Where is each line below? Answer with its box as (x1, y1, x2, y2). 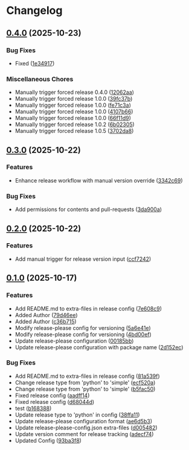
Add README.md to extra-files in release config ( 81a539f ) (14, 372, 160, 380)
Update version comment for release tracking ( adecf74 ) (14, 430, 154, 437)
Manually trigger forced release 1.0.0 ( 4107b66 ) (14, 108, 133, 115)
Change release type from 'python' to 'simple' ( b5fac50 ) (14, 385, 156, 392)
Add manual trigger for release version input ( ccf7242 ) (14, 255, 152, 263)
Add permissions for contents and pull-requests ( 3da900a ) (14, 206, 162, 213)
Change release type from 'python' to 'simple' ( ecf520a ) (14, 378, 156, 386)
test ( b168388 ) (14, 405, 52, 412)
